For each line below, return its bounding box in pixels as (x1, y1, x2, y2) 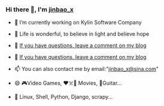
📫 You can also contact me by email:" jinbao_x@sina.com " (14, 66, 159, 73)
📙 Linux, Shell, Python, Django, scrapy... (14, 93, 113, 101)
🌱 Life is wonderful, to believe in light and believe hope (14, 30, 150, 38)
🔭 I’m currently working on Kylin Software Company (14, 19, 142, 26)
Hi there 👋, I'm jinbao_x (5, 5, 74, 14)
